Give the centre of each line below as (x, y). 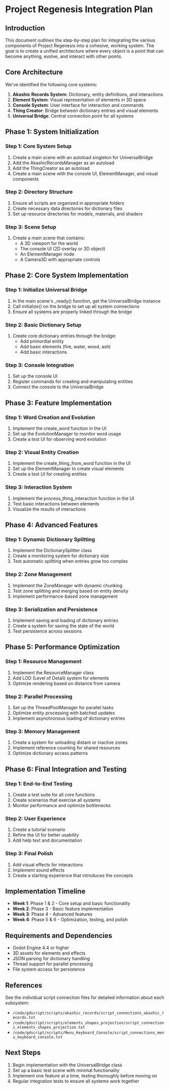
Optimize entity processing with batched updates (64, 713)
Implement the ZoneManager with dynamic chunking (67, 585)
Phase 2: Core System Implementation (67, 276)
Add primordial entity (42, 341)
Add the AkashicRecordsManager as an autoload (63, 163)
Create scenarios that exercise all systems (57, 800)
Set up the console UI (35, 376)
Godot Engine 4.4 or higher (41, 948)
